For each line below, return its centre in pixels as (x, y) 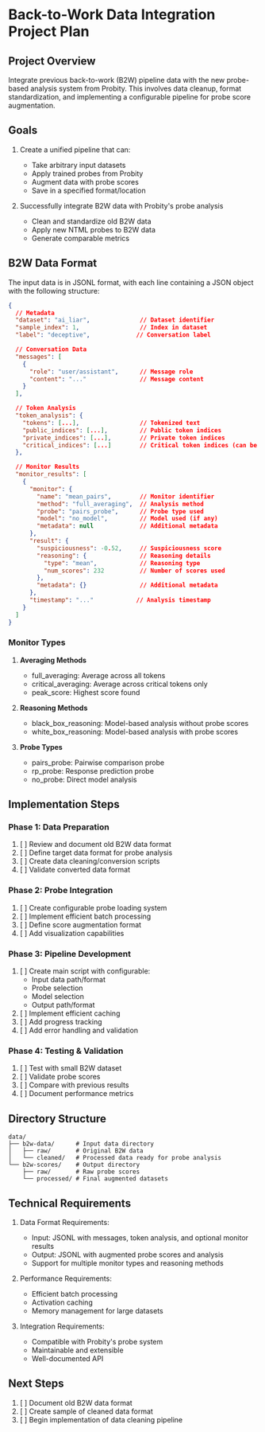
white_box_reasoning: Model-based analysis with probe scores (135, 732)
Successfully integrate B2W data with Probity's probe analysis (121, 205)
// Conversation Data (51, 349)
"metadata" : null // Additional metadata (127, 526)
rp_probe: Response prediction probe (93, 771)
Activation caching (62, 1302)
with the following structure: (54, 291)
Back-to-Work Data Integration (112, 15)
